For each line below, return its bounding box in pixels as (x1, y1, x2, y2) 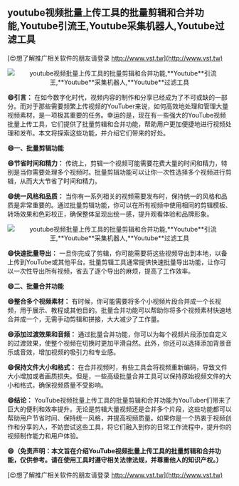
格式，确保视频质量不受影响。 (19, 381, 107, 389)
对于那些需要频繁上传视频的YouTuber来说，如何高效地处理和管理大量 (26, 102, 229, 110)
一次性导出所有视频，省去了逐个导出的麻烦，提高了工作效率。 (13, 267, 194, 275)
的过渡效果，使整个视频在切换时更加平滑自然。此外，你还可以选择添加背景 (7, 338, 225, 347)
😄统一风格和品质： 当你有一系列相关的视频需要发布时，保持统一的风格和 (7, 192, 222, 200)
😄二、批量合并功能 (7, 281, 64, 290)
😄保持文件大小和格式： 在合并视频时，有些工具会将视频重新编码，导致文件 (7, 363, 228, 371)
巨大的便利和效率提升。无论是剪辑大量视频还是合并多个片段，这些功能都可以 (7, 405, 232, 413)
